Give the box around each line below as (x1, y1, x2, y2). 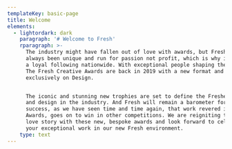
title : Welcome (7, 17, 51, 23)
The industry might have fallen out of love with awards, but (25, 49, 209, 56)
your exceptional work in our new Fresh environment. (25, 125, 184, 132)
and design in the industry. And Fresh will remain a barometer (25, 99, 215, 106)
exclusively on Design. (25, 74, 95, 81)
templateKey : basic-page (7, 10, 79, 17)
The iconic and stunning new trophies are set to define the (25, 92, 206, 100)
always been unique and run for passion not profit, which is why (25, 55, 221, 62)
